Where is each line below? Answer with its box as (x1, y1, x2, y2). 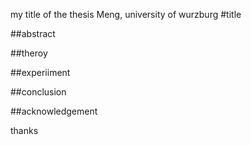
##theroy (10, 47, 48, 59)
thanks (10, 125, 39, 136)
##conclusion (10, 86, 67, 98)
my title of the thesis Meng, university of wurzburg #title (10, 9, 242, 20)
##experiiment (10, 67, 71, 78)
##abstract (10, 28, 56, 39)
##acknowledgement (10, 105, 98, 117)
